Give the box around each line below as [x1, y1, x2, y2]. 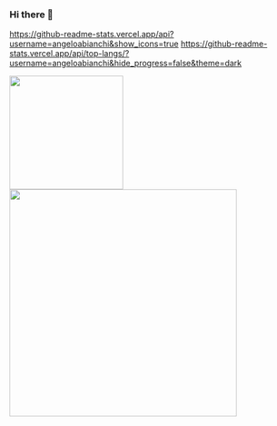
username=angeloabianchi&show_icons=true [9, 38, 179, 49]
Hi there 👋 [9, 8, 54, 21]
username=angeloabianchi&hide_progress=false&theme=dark [9, 58, 242, 69]
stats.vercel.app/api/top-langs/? [9, 48, 130, 59]
